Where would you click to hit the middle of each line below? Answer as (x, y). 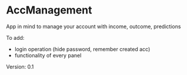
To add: (15, 37)
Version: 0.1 (20, 67)
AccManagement (49, 10)
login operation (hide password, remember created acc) (82, 49)
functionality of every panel (48, 55)
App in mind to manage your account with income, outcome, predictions (93, 26)
